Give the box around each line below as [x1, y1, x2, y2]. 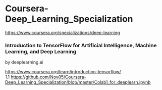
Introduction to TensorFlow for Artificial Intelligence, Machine [5, 42, 157, 49]
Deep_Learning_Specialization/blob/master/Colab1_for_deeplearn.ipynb [5, 79, 151, 85]
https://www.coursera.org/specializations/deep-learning [5, 30, 120, 35]
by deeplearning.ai [5, 60, 44, 65]
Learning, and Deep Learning [5, 48, 77, 55]
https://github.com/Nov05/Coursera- [10, 74, 87, 80]
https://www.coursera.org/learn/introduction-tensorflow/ [5, 69, 121, 75]
